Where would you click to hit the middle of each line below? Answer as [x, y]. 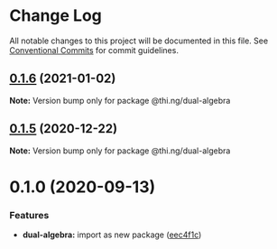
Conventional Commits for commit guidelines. [94, 50]
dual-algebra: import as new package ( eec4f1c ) [112, 235]
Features [29, 215]
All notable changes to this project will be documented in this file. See [139, 41]
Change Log [55, 16]
